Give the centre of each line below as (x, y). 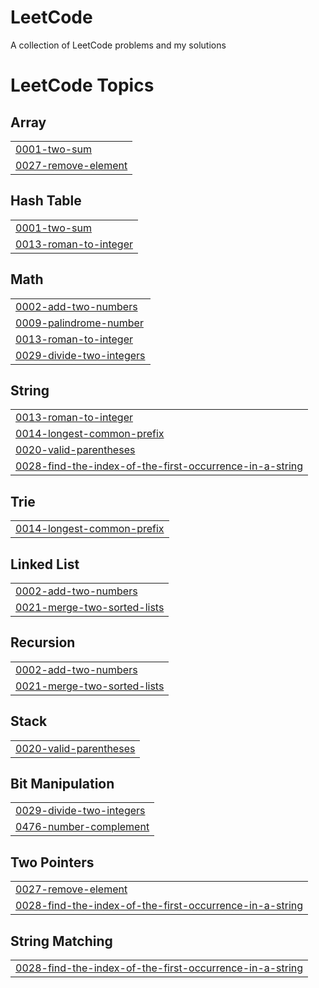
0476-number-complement (82, 827)
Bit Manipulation (62, 784)
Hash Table (46, 201)
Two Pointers (52, 862)
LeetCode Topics (82, 85)
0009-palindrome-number (79, 323)
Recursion (43, 642)
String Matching (61, 941)
